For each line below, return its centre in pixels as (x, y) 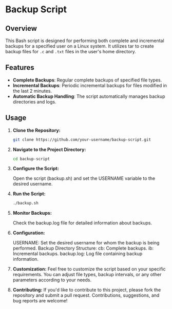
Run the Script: (29, 194)
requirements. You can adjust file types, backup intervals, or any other (87, 275)
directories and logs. (34, 101)
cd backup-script (31, 159)
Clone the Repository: (36, 130)
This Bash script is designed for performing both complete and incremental (85, 40)
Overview (21, 28)
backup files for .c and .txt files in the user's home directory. (71, 51)
